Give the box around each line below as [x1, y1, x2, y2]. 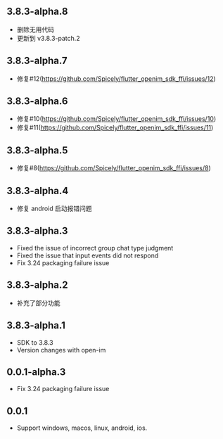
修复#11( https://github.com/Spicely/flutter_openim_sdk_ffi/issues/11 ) [16, 123, 214, 132]
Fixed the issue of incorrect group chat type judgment [16, 243, 174, 252]
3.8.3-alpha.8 [6, 6, 68, 18]
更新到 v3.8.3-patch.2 [16, 34, 80, 42]
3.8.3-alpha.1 [6, 319, 66, 331]
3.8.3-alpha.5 [6, 144, 68, 156]
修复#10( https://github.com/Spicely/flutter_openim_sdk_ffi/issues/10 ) [16, 115, 217, 123]
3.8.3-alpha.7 [6, 55, 68, 67]
